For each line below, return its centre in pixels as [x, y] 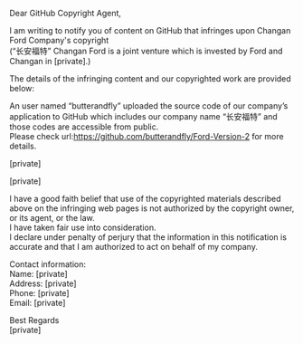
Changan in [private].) [50, 61]
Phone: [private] [39, 293]
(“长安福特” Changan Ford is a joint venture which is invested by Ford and [146, 51]
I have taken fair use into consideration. [83, 227]
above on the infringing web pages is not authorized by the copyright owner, [152, 208]
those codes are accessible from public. [84, 127]
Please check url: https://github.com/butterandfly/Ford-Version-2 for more [147, 136]
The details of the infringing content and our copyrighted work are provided [150, 79]
